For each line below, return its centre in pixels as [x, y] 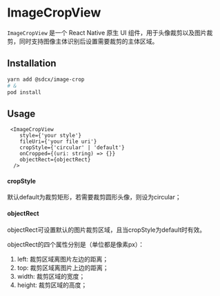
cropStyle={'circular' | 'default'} [72, 148]
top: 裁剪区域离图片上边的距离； [63, 268]
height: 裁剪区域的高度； [52, 285]
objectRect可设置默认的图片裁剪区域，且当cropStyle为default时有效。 [106, 230]
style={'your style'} [50, 136]
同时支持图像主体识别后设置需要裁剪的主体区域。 [89, 41]
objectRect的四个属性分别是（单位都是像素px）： [76, 244]
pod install [24, 92]
